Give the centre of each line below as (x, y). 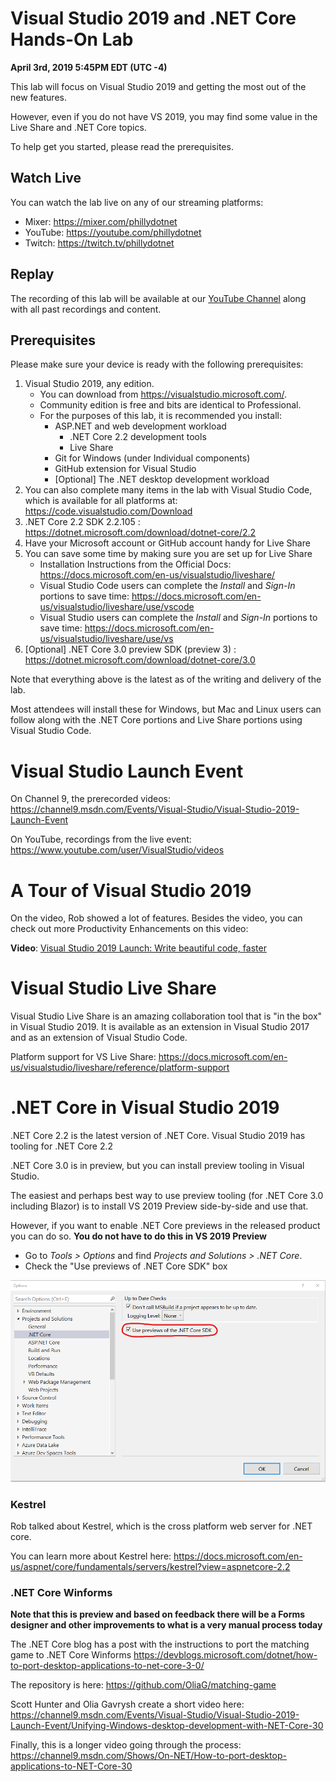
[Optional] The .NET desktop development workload (162, 479)
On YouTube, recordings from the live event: (101, 839)
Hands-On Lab (72, 39)
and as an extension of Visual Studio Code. (99, 1038)
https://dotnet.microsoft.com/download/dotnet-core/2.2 (140, 533)
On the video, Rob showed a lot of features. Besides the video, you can (156, 918)
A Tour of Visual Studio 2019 (131, 890)
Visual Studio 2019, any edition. (89, 384)
